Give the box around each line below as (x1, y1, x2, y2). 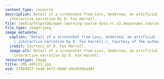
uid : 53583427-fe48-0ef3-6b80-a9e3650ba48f (5, 67, 95, 72)
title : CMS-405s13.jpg (5, 62, 51, 67)
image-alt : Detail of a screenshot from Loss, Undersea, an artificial (9, 48, 159, 53)
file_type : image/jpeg (5, 26, 51, 30)
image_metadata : (5, 30, 38, 35)
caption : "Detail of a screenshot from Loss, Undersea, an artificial (9, 35, 156, 40)
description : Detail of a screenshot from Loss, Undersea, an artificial (5, 12, 159, 17)
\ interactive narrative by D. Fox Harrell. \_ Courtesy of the (14, 39, 145, 44)
